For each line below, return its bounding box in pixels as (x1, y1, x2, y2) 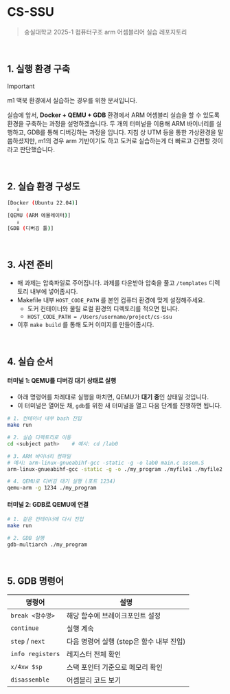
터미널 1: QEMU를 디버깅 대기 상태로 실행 (7, 376, 117, 384)
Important (7, 82, 35, 90)
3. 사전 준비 (7, 259, 54, 271)
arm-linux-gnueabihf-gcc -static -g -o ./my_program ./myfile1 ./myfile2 (7, 465, 223, 472)
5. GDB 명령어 (7, 576, 64, 587)
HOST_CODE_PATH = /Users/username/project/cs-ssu (27, 313, 173, 320)
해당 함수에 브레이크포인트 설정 (66, 611, 161, 620)
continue (10, 624, 39, 632)
